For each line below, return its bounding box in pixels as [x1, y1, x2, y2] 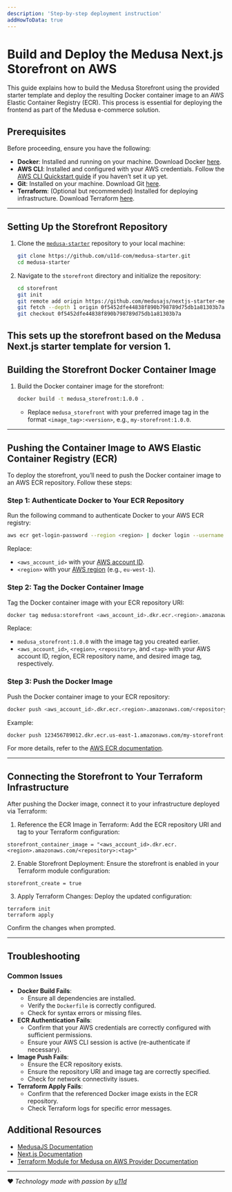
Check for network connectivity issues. [27, 1075, 139, 1083]
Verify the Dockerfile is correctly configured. [27, 1001, 157, 1010]
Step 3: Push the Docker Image [7, 677, 113, 686]
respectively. [17, 659, 54, 668]
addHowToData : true [7, 17, 64, 23]
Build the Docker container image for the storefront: [17, 382, 164, 390]
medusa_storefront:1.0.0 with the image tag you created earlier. [17, 637, 200, 646]
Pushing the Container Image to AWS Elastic [7, 442, 202, 453]
